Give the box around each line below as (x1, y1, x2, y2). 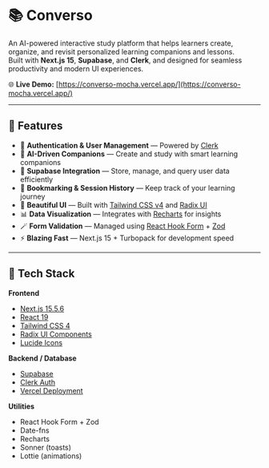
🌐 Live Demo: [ (8, 79, 59, 89)
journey (19, 192, 46, 201)
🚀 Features (8, 119, 63, 133)
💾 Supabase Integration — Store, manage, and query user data (19, 166, 230, 175)
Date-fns (19, 426, 50, 435)
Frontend (8, 288, 40, 297)
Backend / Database (8, 353, 78, 363)
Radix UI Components (19, 329, 92, 339)
